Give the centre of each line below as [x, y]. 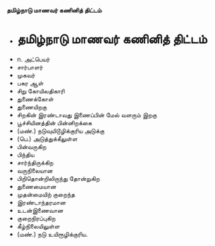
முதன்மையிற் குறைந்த [46, 194]
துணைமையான [37, 186]
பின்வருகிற [31, 146]
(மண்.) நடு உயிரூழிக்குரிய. [52, 234]
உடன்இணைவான [40, 210]
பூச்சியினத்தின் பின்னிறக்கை [54, 122]
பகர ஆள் [30, 83]
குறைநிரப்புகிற [36, 218]
